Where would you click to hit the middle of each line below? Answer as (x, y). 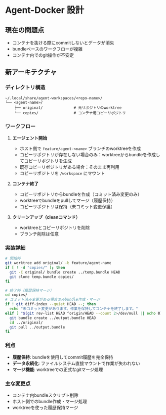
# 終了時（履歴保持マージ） (29, 290)
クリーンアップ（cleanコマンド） (46, 217)
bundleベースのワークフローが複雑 (47, 49)
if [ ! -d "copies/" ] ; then (35, 268)
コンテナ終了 (25, 184)
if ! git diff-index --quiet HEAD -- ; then (51, 304)
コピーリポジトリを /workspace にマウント (62, 173)
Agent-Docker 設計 (45, 10)
